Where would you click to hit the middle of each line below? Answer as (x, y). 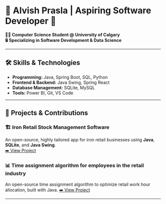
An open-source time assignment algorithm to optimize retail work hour (78, 184)
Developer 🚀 (31, 21)
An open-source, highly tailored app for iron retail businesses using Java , (80, 140)
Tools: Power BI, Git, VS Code (43, 93)
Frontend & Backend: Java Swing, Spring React (61, 82)
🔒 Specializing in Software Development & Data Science (63, 40)
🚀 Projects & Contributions (47, 113)
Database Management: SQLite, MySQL (54, 87)
